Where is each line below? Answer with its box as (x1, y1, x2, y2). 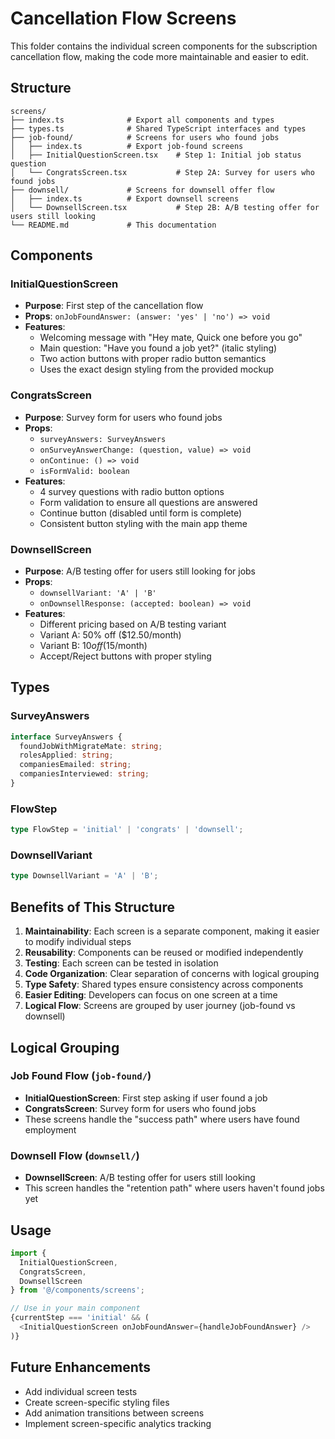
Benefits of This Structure (10, 898, 175, 916)
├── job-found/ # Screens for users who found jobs (10, 132, 280, 142)
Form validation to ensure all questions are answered (39, 496, 258, 508)
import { (10, 1248, 47, 1258)
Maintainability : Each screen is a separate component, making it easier (24, 925, 320, 937)
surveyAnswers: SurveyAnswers (39, 434, 167, 444)
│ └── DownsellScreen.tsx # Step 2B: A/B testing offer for (10, 202, 320, 212)
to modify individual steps (24, 936, 132, 948)
